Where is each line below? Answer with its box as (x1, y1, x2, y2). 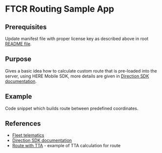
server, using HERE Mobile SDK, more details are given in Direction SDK (5, 73, 149, 79)
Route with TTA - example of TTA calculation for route (12, 143, 121, 149)
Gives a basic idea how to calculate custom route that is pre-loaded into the (5, 68, 157, 74)
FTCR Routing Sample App (5, 3, 115, 15)
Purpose (5, 55, 32, 63)
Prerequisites (5, 23, 47, 31)
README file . (5, 41, 32, 47)
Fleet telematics (12, 133, 44, 138)
